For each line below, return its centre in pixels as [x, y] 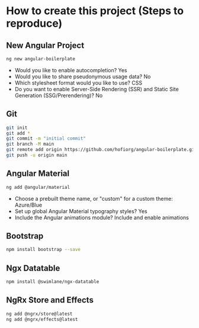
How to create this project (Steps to [95, 11]
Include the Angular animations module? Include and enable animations [102, 217]
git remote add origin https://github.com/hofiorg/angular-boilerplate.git [102, 150]
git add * [18, 133]
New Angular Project [45, 45]
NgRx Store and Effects [50, 300]
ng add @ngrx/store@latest [39, 314]
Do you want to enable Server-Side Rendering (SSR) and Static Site [97, 89]
